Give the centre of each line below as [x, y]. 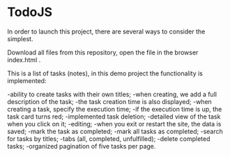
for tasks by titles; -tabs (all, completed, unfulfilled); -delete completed [109, 139]
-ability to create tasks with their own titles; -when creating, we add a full [112, 94]
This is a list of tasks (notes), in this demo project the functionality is [105, 73]
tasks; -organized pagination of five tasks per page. [82, 146]
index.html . [24, 59]
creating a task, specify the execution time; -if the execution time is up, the [115, 109]
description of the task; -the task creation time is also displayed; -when [110, 101]
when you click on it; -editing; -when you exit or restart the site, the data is [114, 124]
